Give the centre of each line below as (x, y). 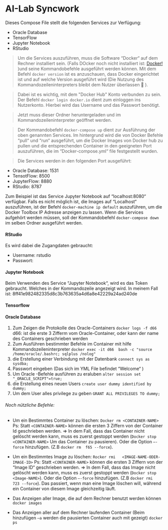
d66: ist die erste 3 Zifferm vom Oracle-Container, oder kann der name (86, 333)
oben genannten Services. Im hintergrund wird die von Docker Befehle (90, 135)
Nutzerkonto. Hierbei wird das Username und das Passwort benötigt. (89, 105)
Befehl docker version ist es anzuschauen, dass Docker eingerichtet (88, 74)
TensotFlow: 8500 (31, 175)
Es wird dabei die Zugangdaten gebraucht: (49, 246)
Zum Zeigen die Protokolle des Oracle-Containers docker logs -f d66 (85, 328)
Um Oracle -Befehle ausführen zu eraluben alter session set (77, 374)
